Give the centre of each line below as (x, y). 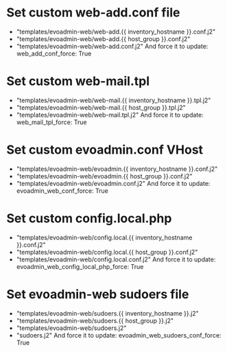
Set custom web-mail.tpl (78, 81)
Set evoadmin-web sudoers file (98, 294)
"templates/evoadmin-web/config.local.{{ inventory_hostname (104, 237)
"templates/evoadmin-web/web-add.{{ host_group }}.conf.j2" (103, 38)
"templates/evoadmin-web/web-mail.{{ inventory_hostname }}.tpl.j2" (113, 100)
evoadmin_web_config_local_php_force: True (80, 266)
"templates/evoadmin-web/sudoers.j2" (71, 328)
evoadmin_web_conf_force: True (62, 191)
